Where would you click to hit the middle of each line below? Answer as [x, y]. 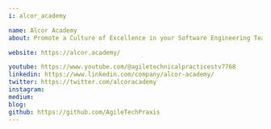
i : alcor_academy [38, 16]
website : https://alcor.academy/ [65, 52]
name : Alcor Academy [43, 30]
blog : [17, 104]
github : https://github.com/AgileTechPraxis [84, 112]
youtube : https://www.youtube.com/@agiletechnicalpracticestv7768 [122, 67]
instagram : [27, 89]
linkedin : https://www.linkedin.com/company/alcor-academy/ [112, 75]
